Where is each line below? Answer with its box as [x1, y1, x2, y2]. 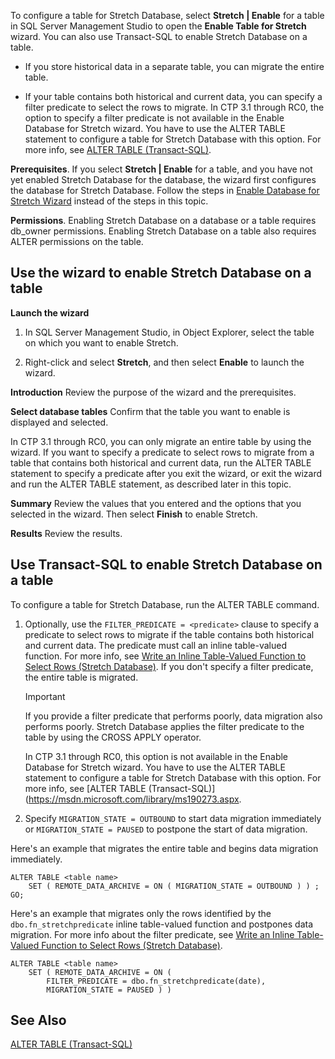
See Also [10, 1012, 67, 1029]
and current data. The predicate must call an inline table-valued [24, 639, 287, 651]
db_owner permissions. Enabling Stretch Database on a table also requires [10, 225, 317, 237]
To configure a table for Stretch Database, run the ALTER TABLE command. [10, 598, 320, 610]
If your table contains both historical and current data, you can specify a [24, 91, 323, 102]
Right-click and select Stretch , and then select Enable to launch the [24, 356, 305, 368]
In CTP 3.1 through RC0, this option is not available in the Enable [24, 750, 289, 762]
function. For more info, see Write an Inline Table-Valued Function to [24, 650, 307, 662]
